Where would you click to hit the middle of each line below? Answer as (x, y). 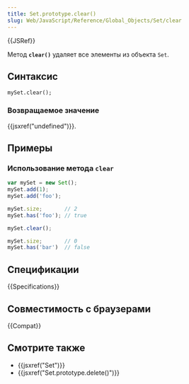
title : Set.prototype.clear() (52, 14)
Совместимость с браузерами (79, 309)
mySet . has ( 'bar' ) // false (49, 248)
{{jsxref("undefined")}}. (42, 126)
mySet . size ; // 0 (42, 241)
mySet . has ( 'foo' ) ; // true (47, 215)
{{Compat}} (24, 325)
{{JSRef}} (21, 40)
